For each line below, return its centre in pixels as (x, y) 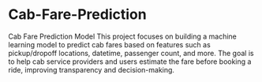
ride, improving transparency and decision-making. (92, 69)
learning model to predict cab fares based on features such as (109, 44)
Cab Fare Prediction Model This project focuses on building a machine (122, 36)
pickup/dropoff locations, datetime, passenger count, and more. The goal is (131, 53)
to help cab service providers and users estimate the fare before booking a (130, 61)
